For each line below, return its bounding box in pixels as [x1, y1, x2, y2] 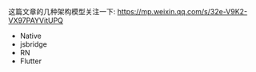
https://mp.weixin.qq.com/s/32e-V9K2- [117, 7, 248, 16]
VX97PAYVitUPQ [8, 16, 64, 25]
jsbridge [19, 40, 48, 49]
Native [19, 31, 42, 40]
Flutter [19, 56, 42, 66]
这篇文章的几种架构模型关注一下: [8, 7, 116, 16]
